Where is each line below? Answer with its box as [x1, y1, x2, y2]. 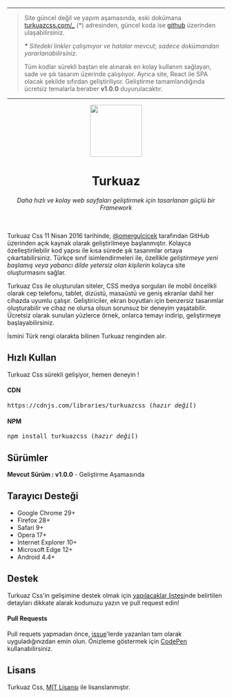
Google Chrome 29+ [17, 508, 76, 517]
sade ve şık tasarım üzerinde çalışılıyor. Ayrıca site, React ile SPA [23, 70, 209, 78]
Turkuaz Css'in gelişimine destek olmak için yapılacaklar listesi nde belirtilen [7, 591, 222, 599]
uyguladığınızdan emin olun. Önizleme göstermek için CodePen [7, 637, 188, 645]
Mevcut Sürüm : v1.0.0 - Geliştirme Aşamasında [7, 470, 145, 478]
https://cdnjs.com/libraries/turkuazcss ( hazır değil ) [7, 401, 197, 409]
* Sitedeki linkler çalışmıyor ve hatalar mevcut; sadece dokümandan [23, 42, 220, 50]
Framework [99, 203, 133, 212]
